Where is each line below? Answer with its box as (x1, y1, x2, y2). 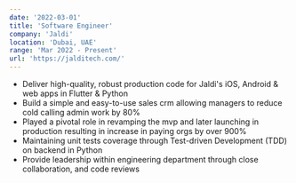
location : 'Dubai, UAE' (9, 37, 98, 47)
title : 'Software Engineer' (9, 21, 114, 30)
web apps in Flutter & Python (21, 88, 129, 99)
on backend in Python (21, 145, 103, 155)
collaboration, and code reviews (21, 163, 140, 174)
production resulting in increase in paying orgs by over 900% (21, 126, 247, 136)
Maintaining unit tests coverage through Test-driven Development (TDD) (21, 135, 287, 146)
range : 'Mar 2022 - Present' (9, 46, 117, 55)
